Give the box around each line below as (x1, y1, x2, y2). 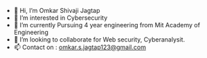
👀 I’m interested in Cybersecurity (13, 14, 108, 22)
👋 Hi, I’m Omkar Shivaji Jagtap (13, 7, 100, 14)
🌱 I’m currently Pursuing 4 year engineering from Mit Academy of (13, 21, 201, 29)
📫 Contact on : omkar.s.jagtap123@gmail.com (13, 43, 147, 51)
